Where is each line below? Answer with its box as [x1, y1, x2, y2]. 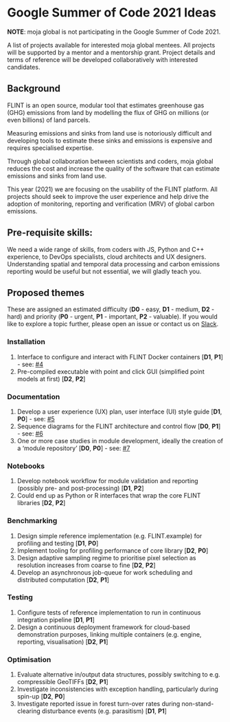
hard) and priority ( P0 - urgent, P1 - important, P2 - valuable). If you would [7, 312, 218, 321]
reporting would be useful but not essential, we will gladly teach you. [7, 267, 202, 275]
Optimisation [7, 655, 51, 664]
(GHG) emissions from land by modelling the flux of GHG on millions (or [7, 108, 209, 116]
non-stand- [181, 700, 214, 708]
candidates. [7, 63, 41, 71]
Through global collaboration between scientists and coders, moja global [7, 157, 214, 165]
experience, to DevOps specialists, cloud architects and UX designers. [7, 253, 207, 261]
